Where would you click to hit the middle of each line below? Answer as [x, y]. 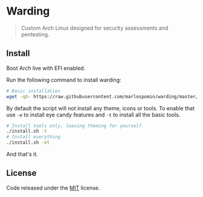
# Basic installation [34, 91]
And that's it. [22, 154]
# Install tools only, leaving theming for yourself [74, 125]
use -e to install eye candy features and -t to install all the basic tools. [93, 115]
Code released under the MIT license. [53, 188]
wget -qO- [19, 96]
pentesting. [35, 34]
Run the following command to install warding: [64, 79]
